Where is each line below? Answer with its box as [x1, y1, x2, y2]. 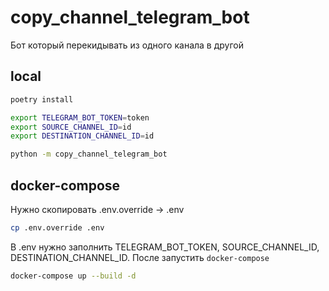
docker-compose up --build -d [10, 271, 137, 281]
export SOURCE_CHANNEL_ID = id [10, 122, 132, 132]
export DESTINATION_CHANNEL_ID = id [10, 131, 155, 141]
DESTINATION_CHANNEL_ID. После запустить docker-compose [10, 251, 270, 263]
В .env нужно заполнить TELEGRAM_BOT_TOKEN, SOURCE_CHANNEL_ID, [10, 241, 320, 253]
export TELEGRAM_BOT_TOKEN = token [10, 112, 150, 123]
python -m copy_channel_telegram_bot [10, 149, 168, 160]
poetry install [10, 94, 74, 105]
